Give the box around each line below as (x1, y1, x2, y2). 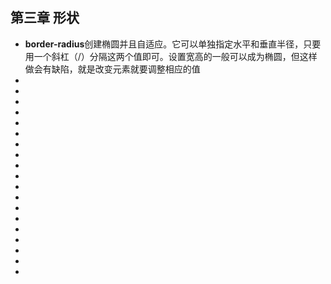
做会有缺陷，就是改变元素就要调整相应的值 (24, 63, 201, 75)
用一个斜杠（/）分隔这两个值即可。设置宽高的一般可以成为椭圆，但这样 (24, 50, 318, 62)
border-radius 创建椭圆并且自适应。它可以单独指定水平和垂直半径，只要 (24, 38, 322, 50)
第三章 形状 (10, 9, 80, 27)
